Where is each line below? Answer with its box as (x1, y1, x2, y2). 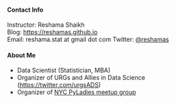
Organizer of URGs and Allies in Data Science (16, 73, 146, 82)
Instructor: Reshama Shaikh (7, 21, 85, 29)
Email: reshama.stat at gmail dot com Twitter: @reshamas (7, 35, 169, 44)
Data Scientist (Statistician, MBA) (16, 66, 111, 75)
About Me (7, 51, 36, 59)
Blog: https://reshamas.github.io (7, 28, 98, 36)
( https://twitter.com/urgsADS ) (16, 81, 101, 89)
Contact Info (7, 5, 44, 14)
